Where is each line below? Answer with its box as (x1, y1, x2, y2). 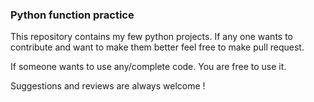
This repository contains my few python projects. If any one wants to (10, 31, 293, 43)
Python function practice (10, 8, 135, 22)
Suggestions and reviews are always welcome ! (10, 80, 206, 92)
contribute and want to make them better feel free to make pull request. (10, 41, 305, 53)
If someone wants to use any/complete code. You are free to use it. (10, 61, 287, 73)
